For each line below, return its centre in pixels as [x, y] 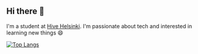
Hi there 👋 [25, 11]
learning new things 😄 [35, 33]
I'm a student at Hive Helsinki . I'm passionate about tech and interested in [99, 26]
